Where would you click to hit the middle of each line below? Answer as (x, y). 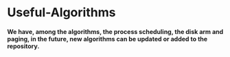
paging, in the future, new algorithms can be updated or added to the (107, 39)
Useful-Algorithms (61, 13)
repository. (23, 46)
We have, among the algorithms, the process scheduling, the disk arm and (115, 31)
